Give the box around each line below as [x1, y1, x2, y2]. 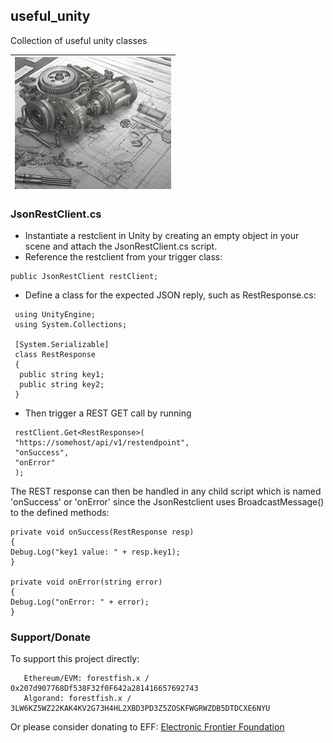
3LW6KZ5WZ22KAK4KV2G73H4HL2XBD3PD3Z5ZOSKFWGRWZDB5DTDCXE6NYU [10, 704, 271, 714]
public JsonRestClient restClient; [10, 272, 159, 282]
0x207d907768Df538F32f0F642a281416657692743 [10, 684, 199, 694]
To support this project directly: [10, 653, 140, 665]
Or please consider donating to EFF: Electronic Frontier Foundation [10, 721, 285, 733]
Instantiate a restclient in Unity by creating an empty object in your [24, 230, 300, 242]
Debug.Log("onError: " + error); [10, 597, 150, 608]
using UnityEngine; [14, 310, 97, 320]
